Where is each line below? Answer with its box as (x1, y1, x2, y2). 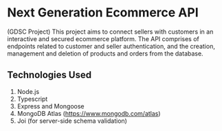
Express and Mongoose (16, 102, 85, 110)
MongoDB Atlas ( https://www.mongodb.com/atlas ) (16, 109, 161, 117)
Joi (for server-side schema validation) (16, 117, 127, 125)
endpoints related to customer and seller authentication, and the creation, (7, 42, 215, 50)
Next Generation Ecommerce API (7, 5, 199, 21)
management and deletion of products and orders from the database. (7, 49, 204, 58)
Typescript (16, 95, 48, 103)
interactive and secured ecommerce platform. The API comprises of (7, 34, 199, 43)
